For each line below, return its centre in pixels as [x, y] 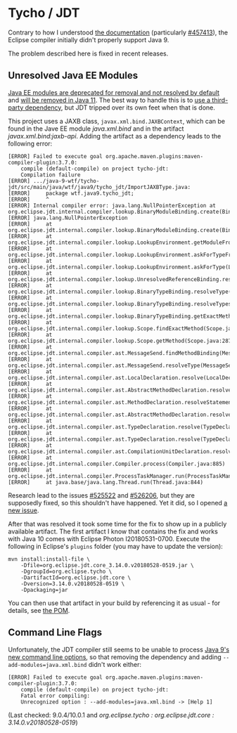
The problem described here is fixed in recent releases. [88, 53]
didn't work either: [115, 664]
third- [220, 100]
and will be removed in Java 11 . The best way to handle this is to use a [109, 100]
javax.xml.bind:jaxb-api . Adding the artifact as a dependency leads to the [115, 136]
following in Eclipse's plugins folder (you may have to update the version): [116, 546]
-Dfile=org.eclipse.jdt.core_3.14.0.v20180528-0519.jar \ [107, 565]
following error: [30, 143]
